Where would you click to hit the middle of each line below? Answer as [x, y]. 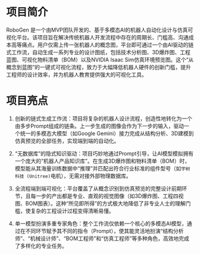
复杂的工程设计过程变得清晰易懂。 [72, 211]
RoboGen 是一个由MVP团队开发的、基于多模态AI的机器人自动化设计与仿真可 [100, 30]
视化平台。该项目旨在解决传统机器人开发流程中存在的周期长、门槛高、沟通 [97, 37]
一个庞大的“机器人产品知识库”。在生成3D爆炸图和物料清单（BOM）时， [102, 161]
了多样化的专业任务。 [41, 245]
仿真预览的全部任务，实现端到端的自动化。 [67, 141]
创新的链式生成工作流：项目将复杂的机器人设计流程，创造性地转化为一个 [103, 118]
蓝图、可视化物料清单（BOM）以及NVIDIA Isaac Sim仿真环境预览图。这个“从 [100, 60]
